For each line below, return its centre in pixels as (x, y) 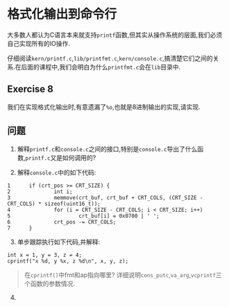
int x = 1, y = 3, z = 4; (44, 255)
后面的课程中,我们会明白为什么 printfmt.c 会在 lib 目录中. (101, 67)
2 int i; (40, 192)
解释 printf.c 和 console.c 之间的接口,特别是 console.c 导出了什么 (107, 149)
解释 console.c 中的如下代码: (57, 172)
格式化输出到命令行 (62, 14)
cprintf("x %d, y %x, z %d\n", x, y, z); (68, 261)
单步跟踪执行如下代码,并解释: (59, 242)
